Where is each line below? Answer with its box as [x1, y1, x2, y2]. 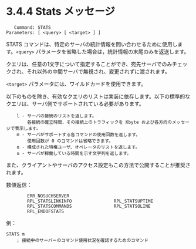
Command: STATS [13, 24, 51, 31]
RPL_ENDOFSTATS [27, 208, 65, 214]
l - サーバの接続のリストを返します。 [16, 113, 97, 119]
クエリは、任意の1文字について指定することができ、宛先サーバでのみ [6, 60, 173, 68]
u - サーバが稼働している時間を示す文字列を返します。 [16, 150, 131, 156]
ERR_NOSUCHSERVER [27, 193, 69, 199]
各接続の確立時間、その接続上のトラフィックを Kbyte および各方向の [27, 119, 172, 125]
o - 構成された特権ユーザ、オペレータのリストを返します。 [16, 144, 140, 150]
